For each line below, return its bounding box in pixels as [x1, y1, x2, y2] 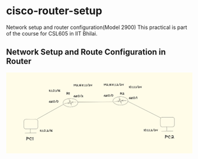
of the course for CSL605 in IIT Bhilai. [6, 30, 98, 37]
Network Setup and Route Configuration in [6, 47, 166, 57]
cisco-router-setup [6, 4, 102, 18]
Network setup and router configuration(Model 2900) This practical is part [6, 24, 187, 31]
